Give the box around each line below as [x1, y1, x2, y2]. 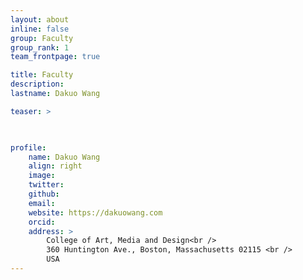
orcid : [28, 217, 56, 227]
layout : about [10, 14, 70, 25]
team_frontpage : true [10, 52, 101, 62]
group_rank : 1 [10, 42, 70, 53]
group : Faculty [10, 33, 74, 43]
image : [28, 171, 56, 181]
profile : [10, 142, 47, 153]
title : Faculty [10, 70, 74, 80]
